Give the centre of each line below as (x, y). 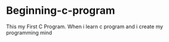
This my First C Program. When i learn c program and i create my (84, 26)
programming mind (29, 32)
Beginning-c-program (61, 11)
